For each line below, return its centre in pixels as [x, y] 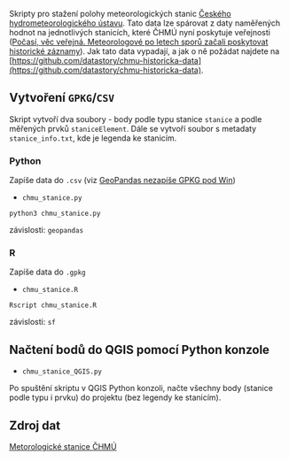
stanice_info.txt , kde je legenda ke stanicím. [93, 138]
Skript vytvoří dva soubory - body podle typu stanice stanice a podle [136, 119]
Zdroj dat [35, 425]
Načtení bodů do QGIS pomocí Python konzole [140, 350]
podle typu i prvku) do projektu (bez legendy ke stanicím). [115, 397]
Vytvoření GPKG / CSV [62, 98]
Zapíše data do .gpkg [47, 272]
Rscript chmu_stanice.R [53, 305]
